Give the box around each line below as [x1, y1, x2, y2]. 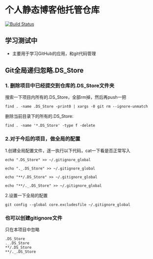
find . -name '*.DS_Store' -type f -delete [5, 123, 96, 128]
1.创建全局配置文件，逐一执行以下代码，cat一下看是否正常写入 [5, 147, 131, 153]
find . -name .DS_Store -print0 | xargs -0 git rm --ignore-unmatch [5, 104, 148, 109]
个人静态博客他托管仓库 [5, 4, 100, 16]
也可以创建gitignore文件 [5, 214, 63, 221]
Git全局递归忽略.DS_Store [5, 66, 84, 75]
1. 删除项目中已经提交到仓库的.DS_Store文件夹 [5, 82, 114, 89]
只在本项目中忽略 [5, 227, 40, 232]
